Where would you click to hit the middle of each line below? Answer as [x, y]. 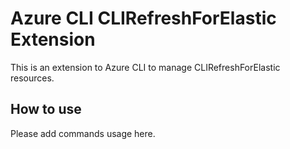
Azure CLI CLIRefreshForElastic [143, 18]
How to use [46, 109]
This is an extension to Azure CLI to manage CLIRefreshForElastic [145, 67]
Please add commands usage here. [83, 133]
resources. [32, 78]
